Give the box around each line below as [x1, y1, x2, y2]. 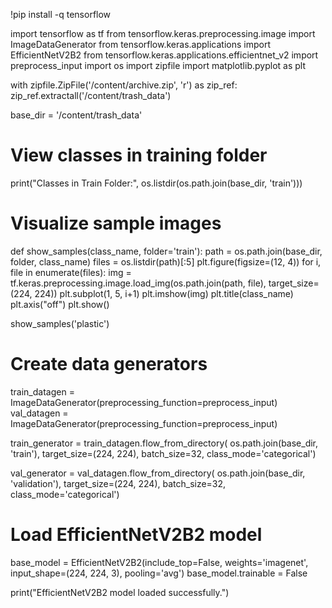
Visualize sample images [10, 212, 222, 235]
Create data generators [10, 353, 208, 376]
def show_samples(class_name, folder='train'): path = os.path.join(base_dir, [10, 245, 323, 257]
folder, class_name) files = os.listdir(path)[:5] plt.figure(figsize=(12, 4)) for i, [10, 255, 322, 268]
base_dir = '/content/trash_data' [10, 109, 143, 121]
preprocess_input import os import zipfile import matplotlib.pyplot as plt [10, 60, 306, 71]
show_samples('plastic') [10, 317, 110, 329]
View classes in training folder [10, 144, 268, 167]
